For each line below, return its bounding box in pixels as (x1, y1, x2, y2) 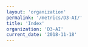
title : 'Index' (6, 20, 45, 26)
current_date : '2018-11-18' (6, 32, 78, 38)
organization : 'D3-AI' (6, 26, 64, 32)
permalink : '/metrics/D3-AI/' (6, 15, 83, 21)
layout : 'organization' (6, 9, 67, 15)
